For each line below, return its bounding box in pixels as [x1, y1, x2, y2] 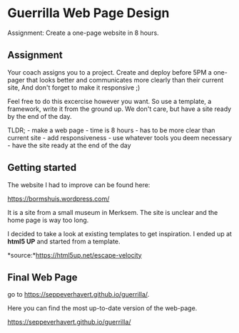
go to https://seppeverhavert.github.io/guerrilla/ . [7, 290, 150, 299]
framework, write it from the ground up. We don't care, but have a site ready [7, 105, 232, 113]
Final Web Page [7, 271, 78, 283]
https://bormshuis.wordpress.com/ [7, 194, 110, 203]
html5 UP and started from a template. [7, 237, 121, 245]
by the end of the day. [7, 112, 72, 120]
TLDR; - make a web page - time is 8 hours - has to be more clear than [7, 126, 215, 134]
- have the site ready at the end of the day [7, 141, 131, 149]
